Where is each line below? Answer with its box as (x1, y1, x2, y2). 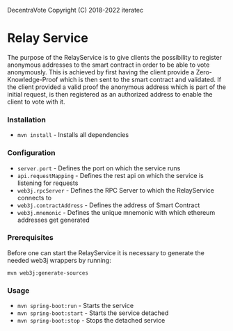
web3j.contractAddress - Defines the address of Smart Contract (17, 201, 200, 209)
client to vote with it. (7, 97, 65, 106)
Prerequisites (7, 233, 54, 243)
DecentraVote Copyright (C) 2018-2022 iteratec (7, 6, 144, 14)
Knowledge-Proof (7, 75, 58, 83)
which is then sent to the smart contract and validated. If (59, 75, 221, 83)
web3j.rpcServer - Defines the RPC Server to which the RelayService (17, 186, 214, 194)
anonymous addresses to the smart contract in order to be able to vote (7, 60, 210, 69)
